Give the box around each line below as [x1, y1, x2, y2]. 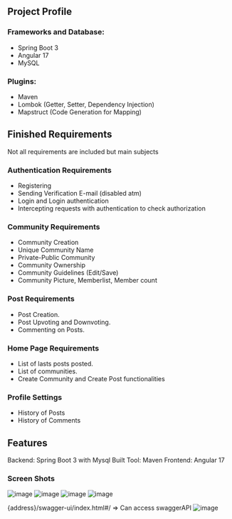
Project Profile [7, 6, 73, 18]
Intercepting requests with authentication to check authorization [17, 204, 206, 213]
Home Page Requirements [7, 343, 100, 353]
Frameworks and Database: [7, 27, 105, 37]
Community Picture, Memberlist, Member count [17, 276, 158, 285]
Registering [17, 181, 52, 190]
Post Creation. [17, 310, 60, 318]
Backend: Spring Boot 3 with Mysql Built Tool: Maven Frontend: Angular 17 [7, 456, 226, 465]
